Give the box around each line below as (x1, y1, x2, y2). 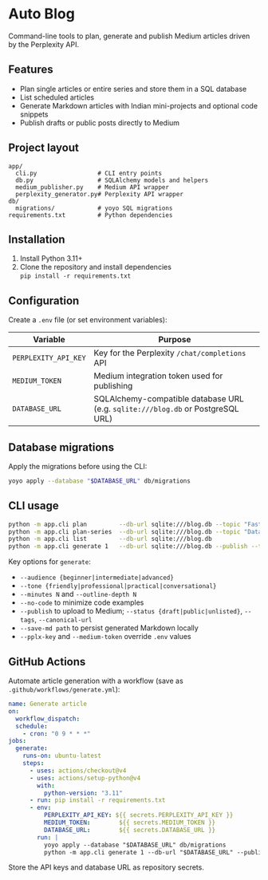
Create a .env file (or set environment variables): (8, 315, 167, 325)
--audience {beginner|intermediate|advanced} (19, 574, 174, 582)
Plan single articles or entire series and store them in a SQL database (19, 84, 247, 93)
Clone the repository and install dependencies (19, 262, 171, 272)
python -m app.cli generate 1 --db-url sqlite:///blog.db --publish (8, 543, 248, 550)
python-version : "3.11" (43, 789, 124, 797)
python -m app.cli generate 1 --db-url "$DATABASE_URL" (43, 848, 234, 856)
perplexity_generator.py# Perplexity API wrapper (15, 190, 183, 198)
